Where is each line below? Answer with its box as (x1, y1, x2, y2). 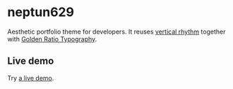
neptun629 (7, 4, 74, 20)
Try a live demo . (7, 74, 54, 82)
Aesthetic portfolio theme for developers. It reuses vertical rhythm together (7, 27, 226, 36)
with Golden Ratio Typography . (7, 34, 97, 43)
